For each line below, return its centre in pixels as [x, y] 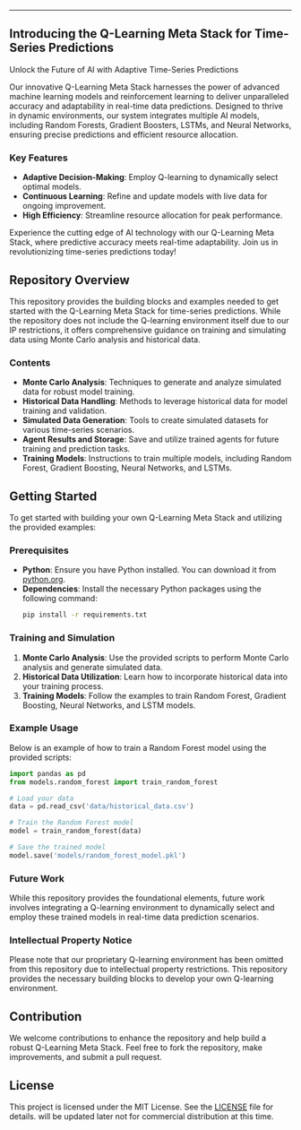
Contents [30, 362]
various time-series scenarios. [78, 430]
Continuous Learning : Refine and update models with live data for [145, 196]
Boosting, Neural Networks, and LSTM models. [109, 705]
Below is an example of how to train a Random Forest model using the [138, 747]
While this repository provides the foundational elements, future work [138, 898]
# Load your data [42, 798]
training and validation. [64, 411]
